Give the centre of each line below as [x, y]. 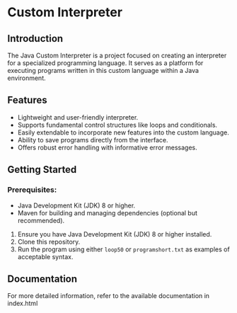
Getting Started [42, 170]
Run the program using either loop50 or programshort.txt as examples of [123, 249]
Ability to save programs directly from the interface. [93, 140]
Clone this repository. [49, 241]
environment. [27, 78]
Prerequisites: [32, 190]
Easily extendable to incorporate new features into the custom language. [123, 132]
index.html [23, 303]
